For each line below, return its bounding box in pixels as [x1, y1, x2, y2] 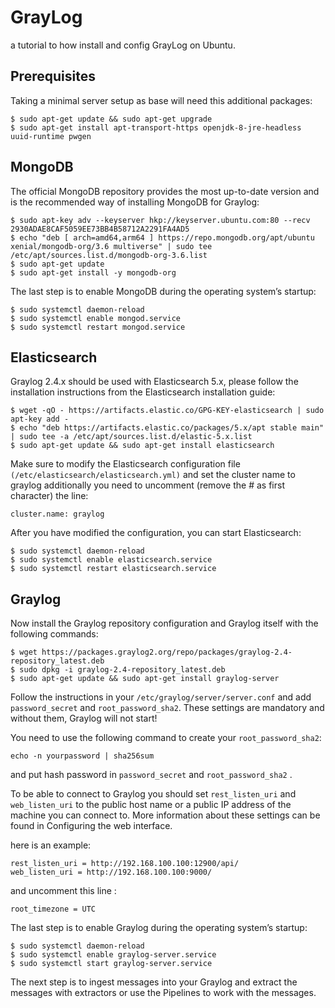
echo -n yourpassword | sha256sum [10, 751, 155, 761]
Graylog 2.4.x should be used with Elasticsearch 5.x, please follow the [10, 376, 299, 388]
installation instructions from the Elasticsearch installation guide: [10, 386, 276, 398]
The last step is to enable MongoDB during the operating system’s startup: [10, 285, 317, 297]
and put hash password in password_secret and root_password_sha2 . [10, 769, 293, 781]
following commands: [10, 628, 99, 640]
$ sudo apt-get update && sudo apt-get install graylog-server [10, 674, 280, 684]
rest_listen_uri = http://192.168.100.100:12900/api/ [10, 859, 240, 869]
